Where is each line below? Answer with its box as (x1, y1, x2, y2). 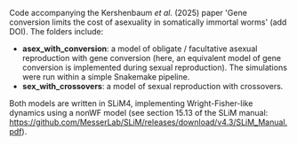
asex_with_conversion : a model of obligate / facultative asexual (21, 43, 258, 54)
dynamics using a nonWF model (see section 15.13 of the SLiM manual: (9, 108, 269, 118)
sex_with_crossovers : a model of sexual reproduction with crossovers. (21, 81, 284, 91)
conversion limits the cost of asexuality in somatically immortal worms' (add (9, 17, 287, 27)
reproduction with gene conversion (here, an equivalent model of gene (21, 53, 282, 63)
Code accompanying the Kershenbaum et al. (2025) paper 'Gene (9, 8, 247, 18)
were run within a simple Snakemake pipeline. (21, 72, 190, 82)
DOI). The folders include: (9, 27, 104, 36)
